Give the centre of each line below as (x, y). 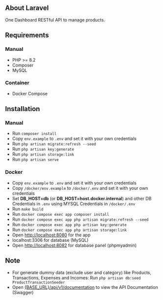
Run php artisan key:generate (43, 149)
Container (17, 83)
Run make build (28, 209)
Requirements (27, 35)
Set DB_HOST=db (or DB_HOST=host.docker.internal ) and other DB (82, 198)
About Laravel (27, 8)
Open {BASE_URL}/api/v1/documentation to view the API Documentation (85, 287)
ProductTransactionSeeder (38, 282)
